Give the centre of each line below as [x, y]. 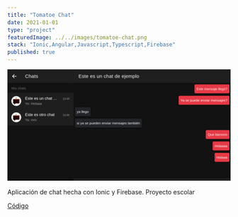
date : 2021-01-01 [33, 22]
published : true [31, 52]
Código [18, 206]
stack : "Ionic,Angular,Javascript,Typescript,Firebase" [91, 45]
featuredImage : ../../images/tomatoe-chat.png [77, 37]
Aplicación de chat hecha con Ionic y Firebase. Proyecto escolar [101, 192]
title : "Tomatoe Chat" [41, 15]
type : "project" [31, 30]
